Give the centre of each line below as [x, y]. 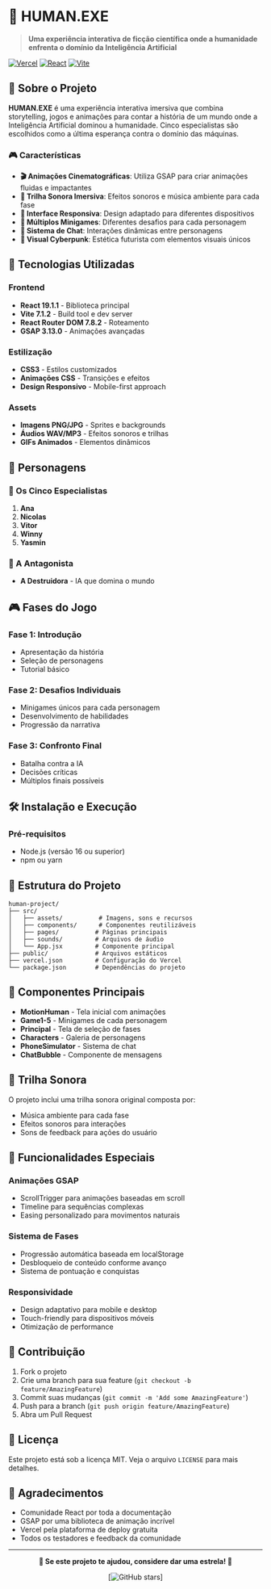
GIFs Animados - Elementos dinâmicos [85, 442]
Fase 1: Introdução [45, 635]
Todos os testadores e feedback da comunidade [100, 1538]
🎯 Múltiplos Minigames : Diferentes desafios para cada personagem [133, 222]
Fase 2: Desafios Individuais [65, 690]
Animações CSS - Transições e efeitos [85, 378]
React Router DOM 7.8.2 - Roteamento [84, 322]
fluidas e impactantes [56, 188]
